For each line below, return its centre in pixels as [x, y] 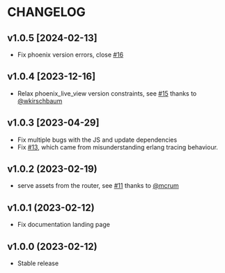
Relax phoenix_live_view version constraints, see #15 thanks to [107, 93]
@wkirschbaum [40, 101]
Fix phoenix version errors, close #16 [70, 54]
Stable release [38, 263]
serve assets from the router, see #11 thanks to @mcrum [98, 186]
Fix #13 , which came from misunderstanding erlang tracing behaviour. [117, 147]
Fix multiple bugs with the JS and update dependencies [97, 140]
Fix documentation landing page [63, 225]
